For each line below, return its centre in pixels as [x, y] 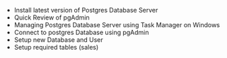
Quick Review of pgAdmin [52, 17]
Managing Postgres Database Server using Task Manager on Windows [117, 25]
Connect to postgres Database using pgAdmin [82, 32]
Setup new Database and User [59, 40]
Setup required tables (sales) [56, 47]
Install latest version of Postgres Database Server [86, 10]
